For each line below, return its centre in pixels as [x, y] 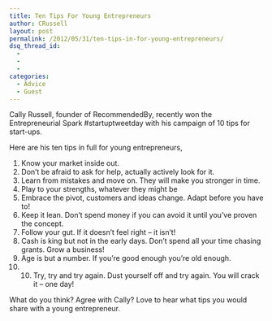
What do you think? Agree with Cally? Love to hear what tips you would [128, 300]
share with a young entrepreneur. [65, 309]
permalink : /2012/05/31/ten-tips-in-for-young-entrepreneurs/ [117, 39]
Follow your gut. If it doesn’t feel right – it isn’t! [98, 232]
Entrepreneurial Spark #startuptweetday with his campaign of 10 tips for [130, 124]
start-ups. [26, 132]
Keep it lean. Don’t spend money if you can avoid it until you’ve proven [139, 215]
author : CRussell [39, 24]
